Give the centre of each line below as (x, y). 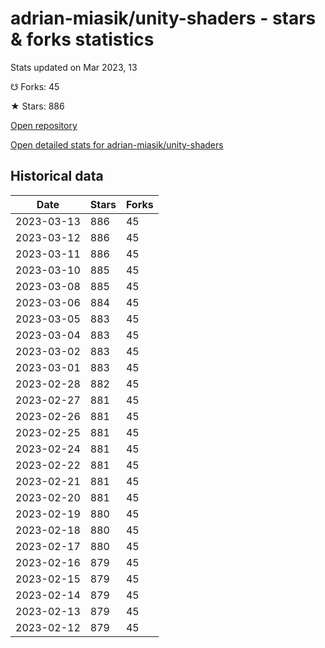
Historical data (57, 176)
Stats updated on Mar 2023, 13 (74, 67)
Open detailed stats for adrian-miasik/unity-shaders (117, 144)
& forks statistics (82, 39)
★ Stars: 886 (37, 106)
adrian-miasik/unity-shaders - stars (163, 18)
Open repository (44, 125)
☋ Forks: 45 (35, 86)
